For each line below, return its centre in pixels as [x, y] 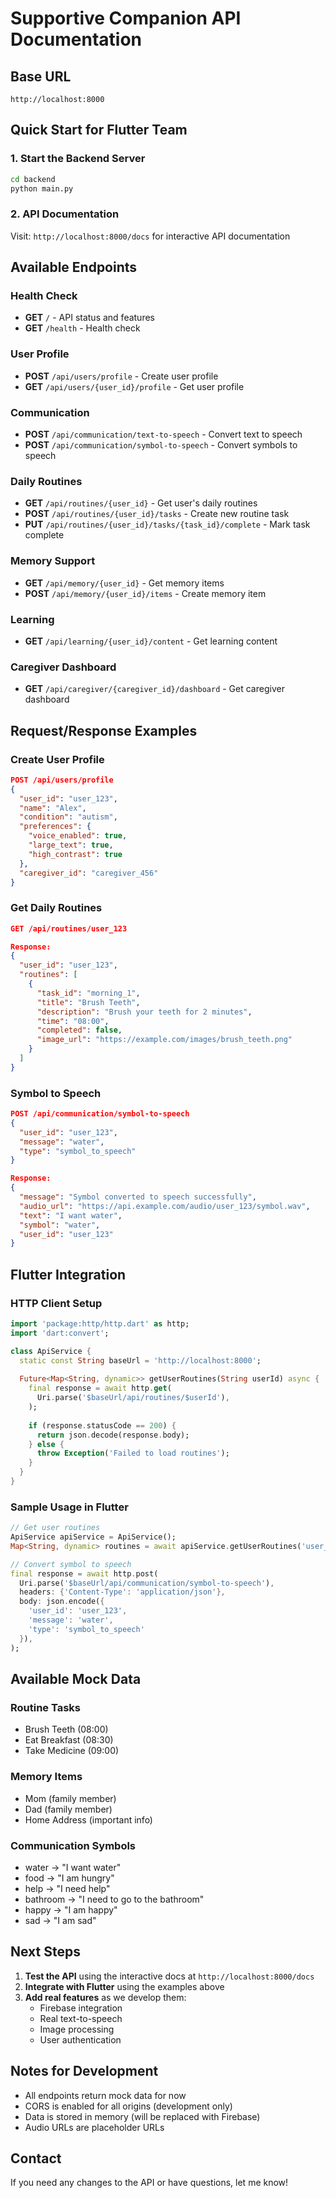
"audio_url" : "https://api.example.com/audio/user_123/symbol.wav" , [165, 1206]
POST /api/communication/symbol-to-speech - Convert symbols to [161, 445]
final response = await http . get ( [100, 1388]
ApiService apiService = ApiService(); [93, 1537]
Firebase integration [81, 2008]
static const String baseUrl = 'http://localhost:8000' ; [140, 1360]
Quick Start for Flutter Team [99, 130]
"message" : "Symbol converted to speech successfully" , [138, 1197]
